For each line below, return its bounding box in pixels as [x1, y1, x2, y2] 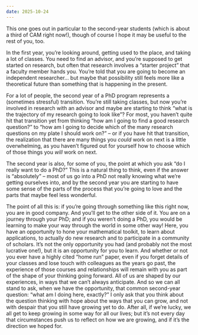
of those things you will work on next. [6, 149, 98, 156]
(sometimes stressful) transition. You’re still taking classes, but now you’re [6, 98, 187, 105]
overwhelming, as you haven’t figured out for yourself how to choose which [6, 142, 190, 149]
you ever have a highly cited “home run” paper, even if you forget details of [6, 253, 189, 260]
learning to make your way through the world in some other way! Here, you [6, 221, 189, 228]
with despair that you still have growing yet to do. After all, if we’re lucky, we [6, 303, 191, 311]
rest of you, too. [6, 37, 46, 44]
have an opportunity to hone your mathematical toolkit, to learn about [6, 228, 176, 235]
